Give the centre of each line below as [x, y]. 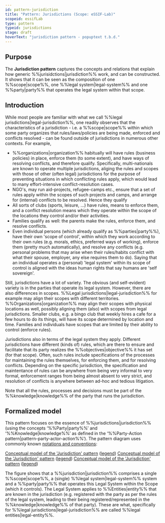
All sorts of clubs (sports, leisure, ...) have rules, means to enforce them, [85, 205]
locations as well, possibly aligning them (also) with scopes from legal [76, 308]
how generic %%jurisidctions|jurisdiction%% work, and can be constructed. [83, 74]
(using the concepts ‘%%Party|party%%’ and [51, 428]
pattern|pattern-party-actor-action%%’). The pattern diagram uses [73, 439]
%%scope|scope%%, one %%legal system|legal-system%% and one [76, 85]
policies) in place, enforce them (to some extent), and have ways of [81, 158]
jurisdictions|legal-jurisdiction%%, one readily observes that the [70, 122]
